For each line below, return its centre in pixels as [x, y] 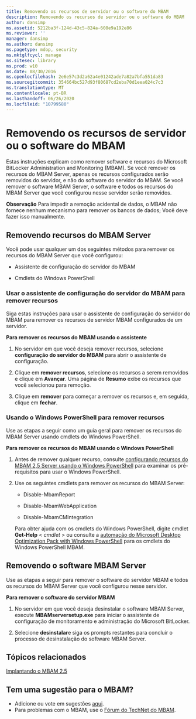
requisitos [27, 472]
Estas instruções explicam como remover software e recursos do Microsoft [97, 162]
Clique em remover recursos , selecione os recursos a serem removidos [101, 372]
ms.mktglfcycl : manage [34, 55]
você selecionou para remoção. [53, 385]
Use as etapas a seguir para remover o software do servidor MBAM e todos [97, 580]
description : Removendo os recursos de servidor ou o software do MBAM [95, 17]
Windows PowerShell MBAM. [49, 547]
